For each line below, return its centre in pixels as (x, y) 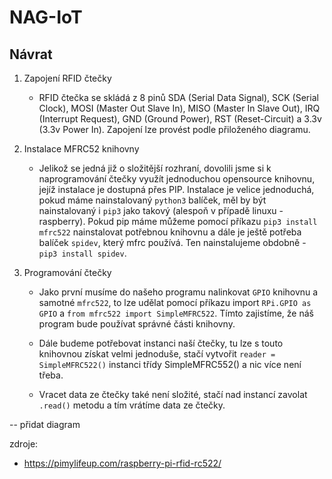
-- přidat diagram (45, 424)
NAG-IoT (46, 17)
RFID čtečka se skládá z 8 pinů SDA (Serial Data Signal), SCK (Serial (178, 97)
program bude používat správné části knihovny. (137, 324)
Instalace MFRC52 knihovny (81, 149)
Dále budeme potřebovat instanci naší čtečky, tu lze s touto (161, 343)
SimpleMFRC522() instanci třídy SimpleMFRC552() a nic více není (170, 364)
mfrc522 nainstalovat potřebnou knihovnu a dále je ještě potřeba (170, 232)
